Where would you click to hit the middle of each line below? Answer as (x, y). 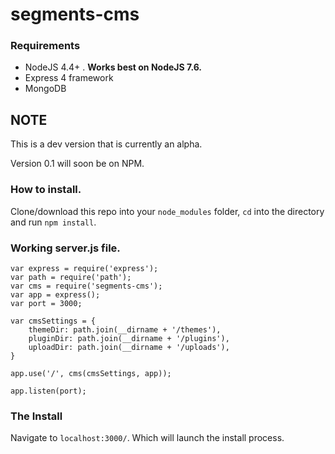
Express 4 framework (69, 78)
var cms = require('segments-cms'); (86, 286)
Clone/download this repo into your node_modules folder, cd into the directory (167, 211)
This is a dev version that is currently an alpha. (106, 144)
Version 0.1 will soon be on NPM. (77, 164)
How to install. (46, 190)
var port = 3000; (46, 303)
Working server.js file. (65, 248)
